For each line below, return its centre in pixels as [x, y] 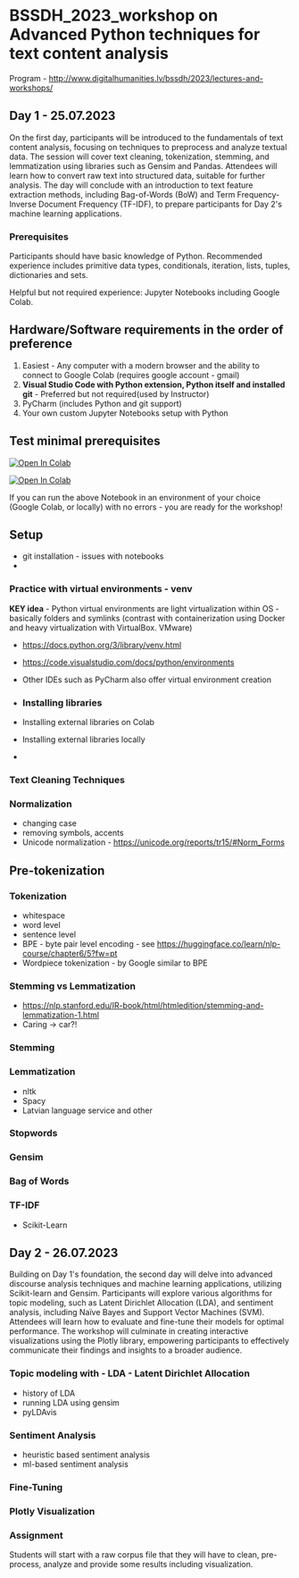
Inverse [23, 204]
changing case [50, 823]
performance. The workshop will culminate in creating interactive [129, 1331]
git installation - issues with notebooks [93, 556]
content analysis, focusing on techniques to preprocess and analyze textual [148, 147]
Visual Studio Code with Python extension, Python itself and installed [154, 384]
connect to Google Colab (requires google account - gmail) [131, 375]
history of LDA [49, 1393]
